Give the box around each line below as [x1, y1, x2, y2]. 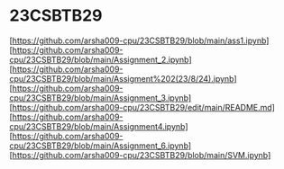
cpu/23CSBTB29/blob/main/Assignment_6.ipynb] [9, 140, 192, 151]
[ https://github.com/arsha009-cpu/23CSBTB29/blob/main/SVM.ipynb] [9, 149, 271, 160]
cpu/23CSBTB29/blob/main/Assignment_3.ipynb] [9, 92, 192, 103]
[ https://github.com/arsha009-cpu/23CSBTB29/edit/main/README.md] [9, 102, 275, 112]
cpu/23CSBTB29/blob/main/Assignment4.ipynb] [9, 120, 188, 131]
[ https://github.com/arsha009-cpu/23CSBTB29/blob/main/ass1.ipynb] [9, 35, 270, 46]
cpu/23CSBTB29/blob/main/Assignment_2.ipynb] [9, 54, 192, 65]
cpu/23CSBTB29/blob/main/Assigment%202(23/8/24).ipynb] [9, 73, 237, 84]
